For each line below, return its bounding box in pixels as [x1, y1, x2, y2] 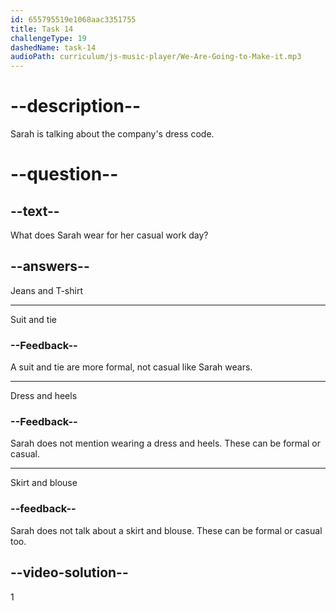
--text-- [10, 202, 60, 220]
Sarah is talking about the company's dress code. [10, 128, 215, 140]
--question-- [10, 163, 119, 186]
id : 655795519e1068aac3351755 [10, 14, 137, 25]
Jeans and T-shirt [10, 284, 83, 296]
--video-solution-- [10, 564, 129, 581]
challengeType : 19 [10, 33, 87, 43]
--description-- [10, 95, 142, 118]
